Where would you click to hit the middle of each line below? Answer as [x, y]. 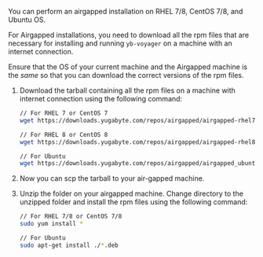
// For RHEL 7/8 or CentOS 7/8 [71, 217]
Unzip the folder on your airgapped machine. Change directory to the [131, 194]
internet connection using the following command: [101, 99]
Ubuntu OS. [27, 20]
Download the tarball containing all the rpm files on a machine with [127, 90]
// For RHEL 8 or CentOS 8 [64, 134]
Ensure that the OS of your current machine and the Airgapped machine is [128, 67]
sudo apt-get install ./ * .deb [69, 245]
